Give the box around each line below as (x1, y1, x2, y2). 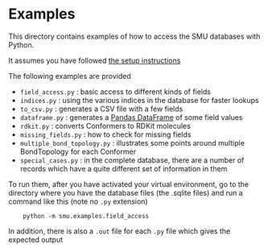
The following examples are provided (8, 71, 131, 81)
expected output (8, 234, 64, 244)
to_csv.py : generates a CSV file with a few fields (19, 104, 183, 114)
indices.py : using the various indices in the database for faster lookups (19, 95, 259, 105)
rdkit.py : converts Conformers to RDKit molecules (19, 121, 191, 130)
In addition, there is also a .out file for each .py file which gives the (8, 226, 231, 236)
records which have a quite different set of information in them (19, 163, 228, 173)
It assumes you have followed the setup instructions (8, 56, 181, 65)
